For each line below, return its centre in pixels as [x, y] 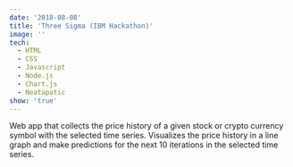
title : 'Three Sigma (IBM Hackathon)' [81, 26]
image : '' [28, 34]
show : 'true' [33, 100]
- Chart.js [38, 84]
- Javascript [42, 68]
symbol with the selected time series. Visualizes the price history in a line [144, 136]
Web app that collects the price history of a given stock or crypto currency [146, 126]
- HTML [29, 51]
